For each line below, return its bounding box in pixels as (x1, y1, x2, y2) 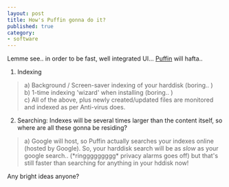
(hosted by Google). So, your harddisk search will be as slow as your (23, 144, 219, 153)
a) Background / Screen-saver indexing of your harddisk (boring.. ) (23, 81, 213, 89)
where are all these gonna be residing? (17, 124, 127, 132)
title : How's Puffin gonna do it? (7, 16, 107, 23)
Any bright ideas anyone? (7, 173, 80, 181)
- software (7, 36, 39, 43)
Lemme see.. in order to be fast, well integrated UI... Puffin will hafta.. (7, 54, 203, 63)
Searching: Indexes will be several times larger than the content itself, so (17, 116, 223, 124)
